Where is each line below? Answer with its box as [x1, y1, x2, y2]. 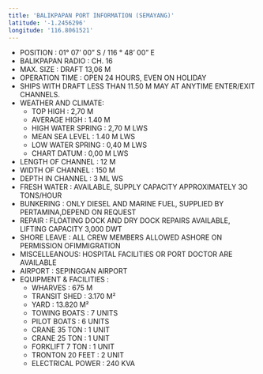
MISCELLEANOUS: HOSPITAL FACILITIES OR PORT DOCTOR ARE [19, 250, 233, 259]
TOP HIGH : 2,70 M [31, 107, 94, 116]
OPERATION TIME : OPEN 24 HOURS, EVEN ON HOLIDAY [19, 73, 207, 83]
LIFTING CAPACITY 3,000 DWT [19, 225, 122, 234]
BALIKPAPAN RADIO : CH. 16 [19, 56, 113, 66]
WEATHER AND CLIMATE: [19, 98, 105, 108]
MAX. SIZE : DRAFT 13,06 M [19, 65, 111, 74]
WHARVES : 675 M [31, 283, 93, 293]
